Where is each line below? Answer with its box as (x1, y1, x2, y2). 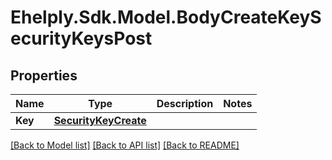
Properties (10, 67, 78, 84)
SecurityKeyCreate (53, 114, 147, 127)
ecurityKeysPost (10, 27, 153, 50)
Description (156, 97, 214, 110)
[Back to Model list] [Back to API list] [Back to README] (10, 139, 240, 151)
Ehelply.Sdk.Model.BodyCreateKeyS (10, 6, 322, 29)
